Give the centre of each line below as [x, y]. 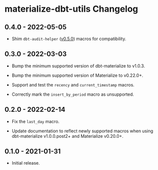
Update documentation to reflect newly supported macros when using [82, 131]
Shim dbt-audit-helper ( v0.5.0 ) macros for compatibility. [69, 39]
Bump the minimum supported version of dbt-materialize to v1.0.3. [78, 66]
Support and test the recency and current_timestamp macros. [73, 85]
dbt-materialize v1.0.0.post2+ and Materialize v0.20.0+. [68, 136]
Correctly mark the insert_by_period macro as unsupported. [73, 94]
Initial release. [26, 163]
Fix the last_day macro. [35, 121]
